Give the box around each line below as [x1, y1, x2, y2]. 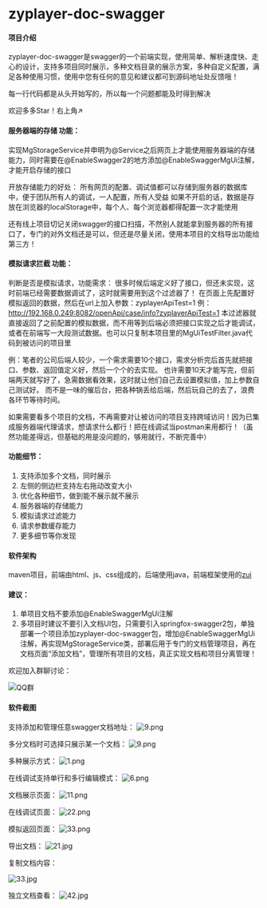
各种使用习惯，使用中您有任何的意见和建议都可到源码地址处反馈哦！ [14, 72, 239, 82]
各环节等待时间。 [8, 395, 65, 404]
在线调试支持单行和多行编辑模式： [8, 773, 120, 783]
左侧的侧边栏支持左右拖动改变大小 [19, 481, 132, 490]
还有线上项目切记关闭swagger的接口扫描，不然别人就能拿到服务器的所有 [8, 219, 247, 229]
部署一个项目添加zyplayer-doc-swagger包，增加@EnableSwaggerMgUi [19, 629, 256, 639]
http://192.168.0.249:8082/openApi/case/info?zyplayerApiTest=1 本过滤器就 [8, 308, 257, 317]
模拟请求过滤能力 [19, 511, 77, 520]
